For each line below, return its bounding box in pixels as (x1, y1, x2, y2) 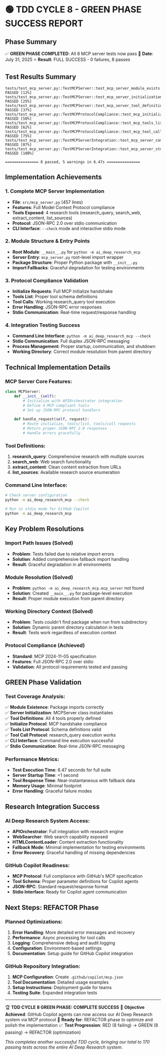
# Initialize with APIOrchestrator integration (23, 398, 123, 403)
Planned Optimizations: (5, 918, 63, 925)
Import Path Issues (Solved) (5, 540, 73, 547)
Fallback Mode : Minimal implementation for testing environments (12, 845, 145, 851)
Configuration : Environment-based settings (12, 945, 102, 951)
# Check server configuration (5, 493, 68, 498)
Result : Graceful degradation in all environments (12, 561, 111, 567)
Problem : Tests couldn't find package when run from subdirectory (12, 619, 147, 625)
